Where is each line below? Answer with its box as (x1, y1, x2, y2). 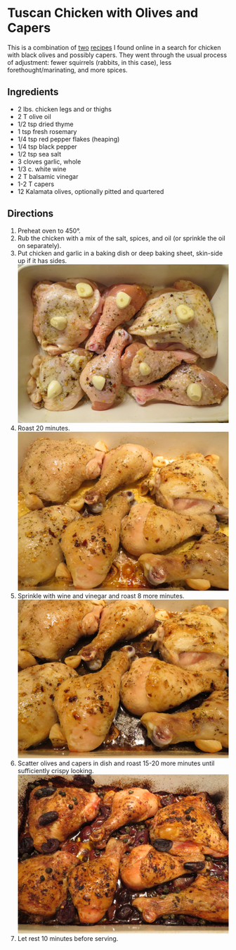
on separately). (17, 241, 62, 249)
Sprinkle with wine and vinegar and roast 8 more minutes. (17, 591, 185, 600)
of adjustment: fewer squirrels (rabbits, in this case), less (7, 58, 172, 66)
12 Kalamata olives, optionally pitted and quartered (17, 187, 164, 195)
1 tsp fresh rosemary (17, 127, 77, 135)
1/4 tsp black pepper (17, 142, 77, 151)
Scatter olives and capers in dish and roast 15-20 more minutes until (17, 759, 215, 767)
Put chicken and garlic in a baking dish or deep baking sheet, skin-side (17, 249, 223, 257)
